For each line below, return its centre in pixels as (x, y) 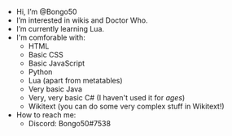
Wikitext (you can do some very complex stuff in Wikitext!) (127, 106)
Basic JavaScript (57, 63)
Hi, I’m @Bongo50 (46, 12)
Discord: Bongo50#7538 (70, 123)
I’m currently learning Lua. (60, 29)
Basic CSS (46, 55)
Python (40, 72)
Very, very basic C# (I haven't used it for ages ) (107, 98)
